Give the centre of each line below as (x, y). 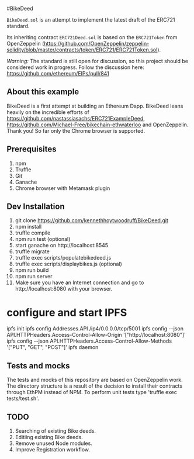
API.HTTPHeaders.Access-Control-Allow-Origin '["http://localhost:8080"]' (96, 335)
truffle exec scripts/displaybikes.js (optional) (68, 264)
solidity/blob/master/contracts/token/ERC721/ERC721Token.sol (82, 50)
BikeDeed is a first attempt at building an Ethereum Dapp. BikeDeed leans (95, 106)
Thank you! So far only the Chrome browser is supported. (76, 130)
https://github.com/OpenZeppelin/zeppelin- (97, 44)
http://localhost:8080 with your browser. (64, 289)
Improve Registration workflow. (52, 449)
